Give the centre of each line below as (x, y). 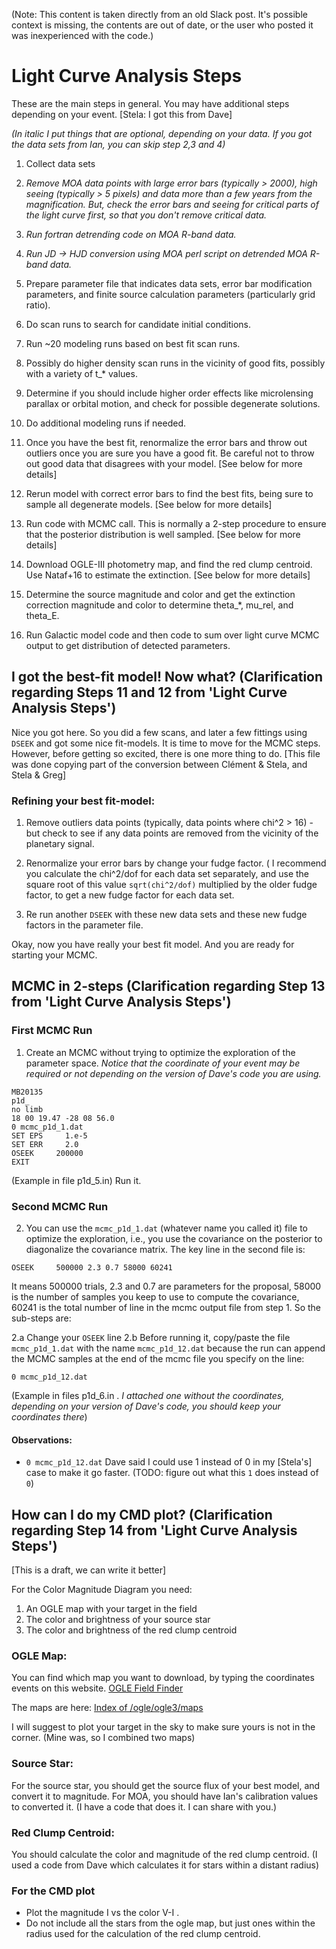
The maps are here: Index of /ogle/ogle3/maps (107, 1708)
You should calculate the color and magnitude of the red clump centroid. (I (164, 1854)
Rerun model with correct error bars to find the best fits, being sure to (169, 493)
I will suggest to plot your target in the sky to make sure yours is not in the (163, 1727)
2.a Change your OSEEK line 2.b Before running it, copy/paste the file (151, 1338)
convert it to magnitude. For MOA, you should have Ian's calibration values (165, 1796)
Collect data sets (60, 163)
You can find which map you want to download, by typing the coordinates (163, 1678)
